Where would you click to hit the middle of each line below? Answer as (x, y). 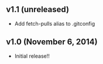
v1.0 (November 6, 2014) (52, 42)
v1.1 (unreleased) (37, 10)
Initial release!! (32, 56)
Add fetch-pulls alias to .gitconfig (55, 23)
